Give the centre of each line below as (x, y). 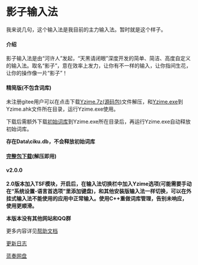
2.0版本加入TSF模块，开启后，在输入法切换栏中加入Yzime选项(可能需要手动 (99, 184)
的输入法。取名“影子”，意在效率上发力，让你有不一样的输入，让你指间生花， (99, 66)
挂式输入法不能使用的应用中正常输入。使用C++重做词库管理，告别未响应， (97, 198)
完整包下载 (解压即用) (32, 156)
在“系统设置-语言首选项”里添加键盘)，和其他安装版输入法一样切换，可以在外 (99, 191)
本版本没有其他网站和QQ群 (39, 218)
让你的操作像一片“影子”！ (37, 73)
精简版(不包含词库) (29, 87)
